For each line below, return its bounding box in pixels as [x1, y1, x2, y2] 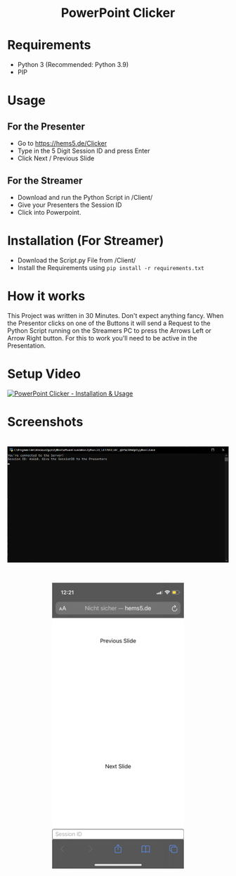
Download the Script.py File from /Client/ [17, 255, 136, 265]
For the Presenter [7, 120, 86, 132]
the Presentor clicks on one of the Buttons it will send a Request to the [7, 319, 211, 327]
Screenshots [7, 414, 84, 430]
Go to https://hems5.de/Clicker [17, 139, 107, 148]
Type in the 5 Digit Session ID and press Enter [17, 146, 150, 155]
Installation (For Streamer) [7, 233, 164, 249]
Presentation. [7, 341, 46, 350]
